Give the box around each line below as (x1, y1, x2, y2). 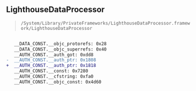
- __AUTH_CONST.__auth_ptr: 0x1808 (6, 57, 96, 63)
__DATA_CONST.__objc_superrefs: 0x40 (14, 46, 107, 52)
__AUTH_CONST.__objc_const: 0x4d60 (14, 79, 102, 85)
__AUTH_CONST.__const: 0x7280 (14, 68, 89, 74)
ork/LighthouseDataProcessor (20, 25, 93, 31)
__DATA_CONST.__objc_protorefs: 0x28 (14, 41, 107, 46)
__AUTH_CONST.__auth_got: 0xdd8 (14, 52, 94, 58)
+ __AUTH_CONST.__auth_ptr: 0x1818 (6, 63, 96, 69)
